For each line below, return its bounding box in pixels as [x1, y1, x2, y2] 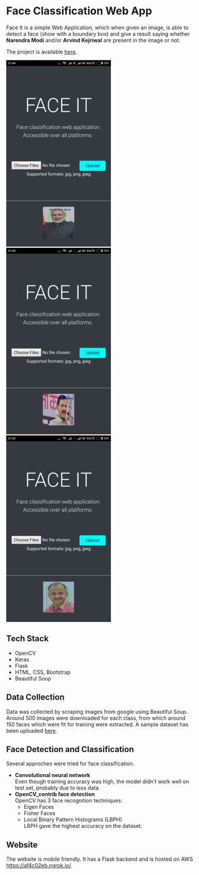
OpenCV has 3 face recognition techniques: [14, 797, 123, 804]
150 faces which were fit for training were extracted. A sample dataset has [6, 720, 189, 728]
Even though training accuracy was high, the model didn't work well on [14, 778, 189, 785]
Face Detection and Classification [6, 744, 134, 754]
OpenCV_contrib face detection [14, 791, 95, 798]
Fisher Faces [23, 810, 55, 817]
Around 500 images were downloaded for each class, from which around [6, 714, 186, 722]
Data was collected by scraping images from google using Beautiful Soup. [6, 708, 188, 715]
